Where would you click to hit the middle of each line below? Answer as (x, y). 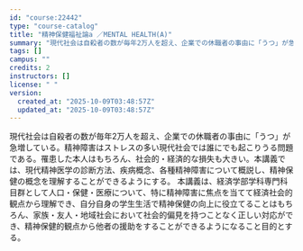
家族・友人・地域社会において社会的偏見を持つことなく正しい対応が (159, 215)
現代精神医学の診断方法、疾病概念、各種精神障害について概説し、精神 (155, 170)
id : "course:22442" (46, 18)
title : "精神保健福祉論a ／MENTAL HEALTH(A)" (91, 34)
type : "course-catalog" (54, 26)
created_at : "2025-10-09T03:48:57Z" (86, 101)
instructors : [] (40, 76)
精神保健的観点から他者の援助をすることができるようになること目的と (155, 227)
